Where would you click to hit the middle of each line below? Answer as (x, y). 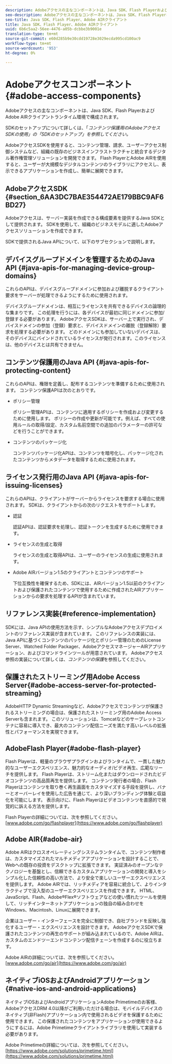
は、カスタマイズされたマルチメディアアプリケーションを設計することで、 (83, 858)
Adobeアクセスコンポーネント (69, 84)
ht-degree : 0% (20, 53)
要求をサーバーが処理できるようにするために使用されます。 (68, 295)
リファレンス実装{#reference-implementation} (81, 614)
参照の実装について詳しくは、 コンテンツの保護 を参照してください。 (77, 659)
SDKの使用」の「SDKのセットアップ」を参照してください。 (68, 134)
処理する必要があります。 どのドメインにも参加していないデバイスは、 (88, 332)
